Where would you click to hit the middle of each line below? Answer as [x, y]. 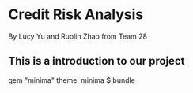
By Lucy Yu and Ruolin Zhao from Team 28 [78, 36]
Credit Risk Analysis [76, 15]
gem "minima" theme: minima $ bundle [72, 80]
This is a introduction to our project [96, 61]
